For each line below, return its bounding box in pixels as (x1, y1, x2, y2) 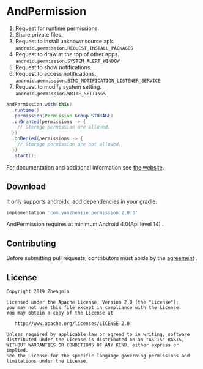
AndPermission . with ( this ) (6, 101, 72, 108)
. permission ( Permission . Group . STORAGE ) (12, 113, 114, 119)
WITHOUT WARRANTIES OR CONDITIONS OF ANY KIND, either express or (6, 342, 179, 348)
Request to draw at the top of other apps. (15, 50, 119, 58)
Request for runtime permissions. (15, 24, 100, 32)
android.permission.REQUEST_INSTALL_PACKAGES (15, 45, 133, 51)
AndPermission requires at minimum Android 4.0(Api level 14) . (6, 220, 164, 228)
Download (6, 182, 46, 192)
